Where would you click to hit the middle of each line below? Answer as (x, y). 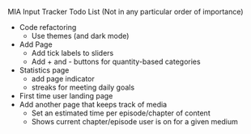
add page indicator (63, 79)
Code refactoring (48, 27)
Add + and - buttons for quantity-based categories (116, 61)
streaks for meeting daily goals (83, 87)
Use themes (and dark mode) (80, 36)
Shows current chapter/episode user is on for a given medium (134, 121)
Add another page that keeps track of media (93, 105)
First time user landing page (66, 96)
